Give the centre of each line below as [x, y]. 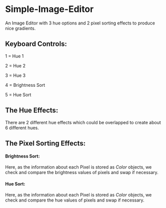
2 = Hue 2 [15, 65]
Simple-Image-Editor [49, 9]
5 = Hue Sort [18, 95]
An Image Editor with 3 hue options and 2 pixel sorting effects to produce [80, 23]
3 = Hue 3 [15, 75]
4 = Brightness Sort [25, 85]
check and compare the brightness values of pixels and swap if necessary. [82, 173]
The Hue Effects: [32, 110]
